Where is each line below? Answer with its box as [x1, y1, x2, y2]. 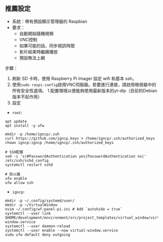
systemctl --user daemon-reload [5, 224, 70, 228]
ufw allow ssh [5, 180, 34, 185]
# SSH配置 [5, 150, 23, 155]
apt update [5, 119, 27, 124]
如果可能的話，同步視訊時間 [19, 43, 75, 49]
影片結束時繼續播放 [19, 49, 58, 54]
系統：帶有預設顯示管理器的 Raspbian [12, 18, 87, 24]
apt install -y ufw [5, 123, 45, 128]
